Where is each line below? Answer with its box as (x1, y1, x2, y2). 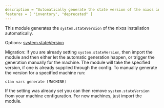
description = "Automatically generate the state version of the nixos (5, 7, 154, 12)
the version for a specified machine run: (5, 70, 85, 75)
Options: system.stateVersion (5, 39, 64, 45)
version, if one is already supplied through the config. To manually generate (5, 64, 158, 71)
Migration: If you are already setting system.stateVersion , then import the (5, 49, 153, 55)
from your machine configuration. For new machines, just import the (5, 93, 142, 99)
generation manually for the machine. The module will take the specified (5, 59, 150, 65)
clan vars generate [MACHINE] (5, 79, 67, 84)
